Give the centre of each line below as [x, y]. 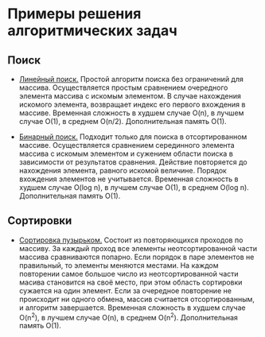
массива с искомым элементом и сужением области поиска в [126, 153]
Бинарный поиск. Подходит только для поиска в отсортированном [133, 137]
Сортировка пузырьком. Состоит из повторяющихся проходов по [131, 240]
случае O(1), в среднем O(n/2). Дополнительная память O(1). [123, 121]
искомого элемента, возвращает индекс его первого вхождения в [132, 105]
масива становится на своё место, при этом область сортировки [131, 282]
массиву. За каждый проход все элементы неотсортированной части [138, 248]
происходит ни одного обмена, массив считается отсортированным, [137, 299]
